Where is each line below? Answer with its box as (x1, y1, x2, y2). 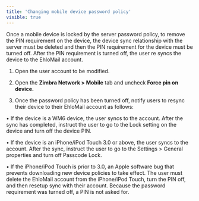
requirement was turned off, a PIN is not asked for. (6, 188, 129, 195)
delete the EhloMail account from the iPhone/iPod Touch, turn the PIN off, (6, 175, 186, 183)
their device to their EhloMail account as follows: (14, 103, 134, 110)
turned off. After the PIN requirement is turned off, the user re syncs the (6, 49, 182, 56)
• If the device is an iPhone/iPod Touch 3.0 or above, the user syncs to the (6, 139, 189, 146)
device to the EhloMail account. (6, 56, 83, 63)
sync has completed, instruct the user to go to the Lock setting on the (6, 121, 177, 128)
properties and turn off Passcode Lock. (6, 151, 102, 158)
